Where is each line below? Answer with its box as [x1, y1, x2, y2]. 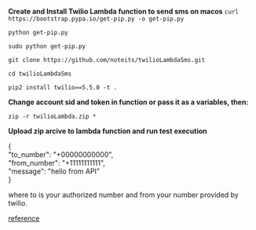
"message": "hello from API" [8, 166, 101, 176]
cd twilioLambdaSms [8, 70, 72, 78]
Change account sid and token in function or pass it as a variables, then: [8, 97, 249, 107]
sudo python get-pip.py [8, 42, 86, 50]
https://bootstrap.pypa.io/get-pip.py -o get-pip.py [8, 15, 185, 23]
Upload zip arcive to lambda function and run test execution [8, 126, 208, 136]
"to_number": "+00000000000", [8, 150, 114, 159]
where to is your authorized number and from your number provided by [8, 190, 240, 199]
